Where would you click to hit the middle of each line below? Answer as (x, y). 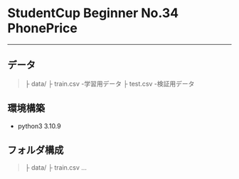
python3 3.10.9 (39, 126)
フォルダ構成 (36, 150)
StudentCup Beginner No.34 (93, 13)
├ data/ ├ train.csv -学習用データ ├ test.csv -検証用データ (110, 83)
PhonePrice (43, 28)
